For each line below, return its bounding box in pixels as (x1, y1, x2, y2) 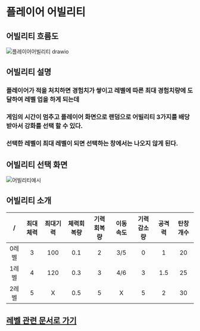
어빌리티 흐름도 (6, 31, 59, 41)
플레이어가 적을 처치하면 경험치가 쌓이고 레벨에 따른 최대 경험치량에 (6, 86, 186, 95)
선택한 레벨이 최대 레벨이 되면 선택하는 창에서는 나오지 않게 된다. (6, 140, 179, 148)
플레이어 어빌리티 (6, 5, 86, 19)
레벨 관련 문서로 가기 (6, 315, 77, 326)
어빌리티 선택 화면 (6, 159, 68, 170)
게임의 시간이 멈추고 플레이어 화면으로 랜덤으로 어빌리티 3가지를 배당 (6, 113, 190, 121)
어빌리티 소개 (6, 196, 52, 206)
